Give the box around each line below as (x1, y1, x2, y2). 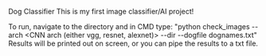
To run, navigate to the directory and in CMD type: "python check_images (8, 22, 250, 31)
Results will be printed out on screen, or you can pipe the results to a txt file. (8, 39, 259, 48)
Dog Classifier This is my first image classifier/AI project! (8, 7, 194, 16)
